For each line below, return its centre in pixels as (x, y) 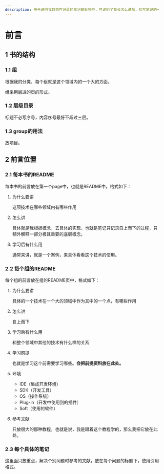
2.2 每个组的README (31, 268)
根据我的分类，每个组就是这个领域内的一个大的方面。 (59, 82)
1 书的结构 (20, 55)
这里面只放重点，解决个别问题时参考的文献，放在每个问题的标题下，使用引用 (82, 461)
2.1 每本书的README (30, 175)
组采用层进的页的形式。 (29, 92)
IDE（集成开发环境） (40, 384)
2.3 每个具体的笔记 (27, 449)
